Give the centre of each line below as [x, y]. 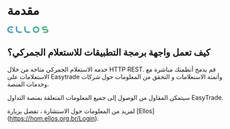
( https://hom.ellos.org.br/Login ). [53, 118]
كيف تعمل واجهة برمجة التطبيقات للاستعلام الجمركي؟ [109, 52]
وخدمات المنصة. [28, 84]
